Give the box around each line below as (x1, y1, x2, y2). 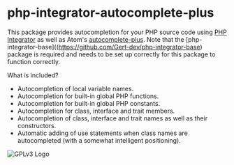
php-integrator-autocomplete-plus (7, 5, 214, 21)
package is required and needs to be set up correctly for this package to (7, 50, 216, 58)
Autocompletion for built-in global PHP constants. (17, 99, 161, 107)
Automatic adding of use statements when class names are (17, 129, 189, 137)
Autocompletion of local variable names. (17, 84, 134, 93)
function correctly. (7, 57, 61, 65)
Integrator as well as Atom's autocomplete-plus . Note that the (7, 35, 185, 43)
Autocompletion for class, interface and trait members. (17, 107, 175, 115)
